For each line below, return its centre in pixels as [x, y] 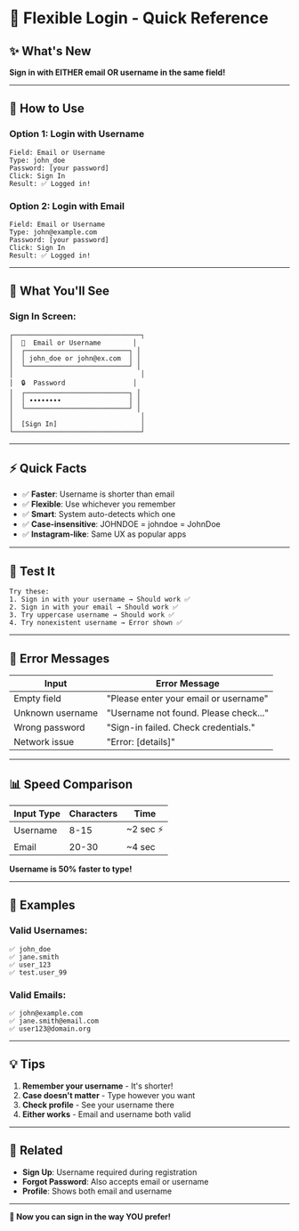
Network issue [44, 742]
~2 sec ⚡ [145, 829]
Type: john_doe [37, 160]
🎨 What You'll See [59, 292]
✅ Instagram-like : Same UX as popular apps [104, 534]
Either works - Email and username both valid [106, 1114]
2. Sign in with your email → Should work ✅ [94, 607]
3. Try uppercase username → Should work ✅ [92, 615]
